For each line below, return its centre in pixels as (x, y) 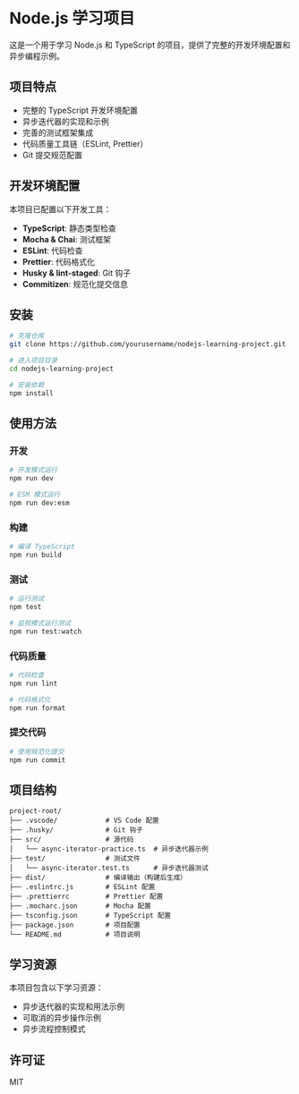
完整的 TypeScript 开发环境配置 (80, 110)
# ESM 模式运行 (35, 495)
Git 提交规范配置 (52, 155)
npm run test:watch (46, 632)
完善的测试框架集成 (58, 132)
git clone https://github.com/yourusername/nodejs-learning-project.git (148, 344)
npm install (31, 393)
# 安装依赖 (27, 385)
